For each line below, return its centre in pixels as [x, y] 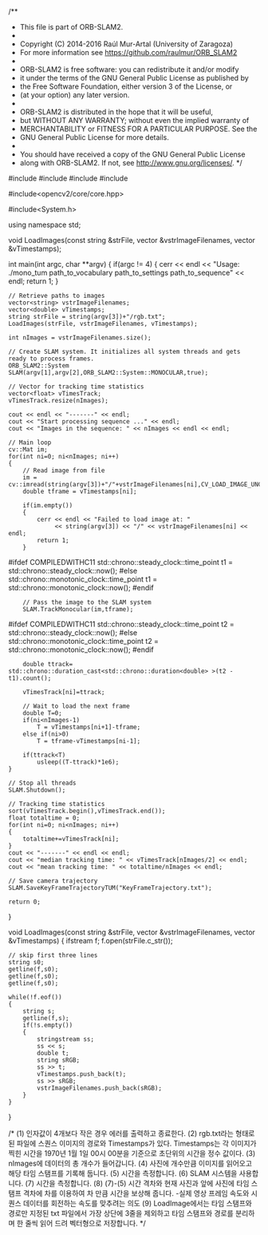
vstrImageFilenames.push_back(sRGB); [99, 1088]
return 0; [25, 902]
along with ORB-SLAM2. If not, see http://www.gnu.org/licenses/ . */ [131, 163]
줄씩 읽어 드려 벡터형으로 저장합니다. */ [85, 1223]
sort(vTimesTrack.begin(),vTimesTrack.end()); [87, 811]
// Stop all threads [43, 783]
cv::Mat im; [28, 450]
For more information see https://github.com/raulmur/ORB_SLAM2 [128, 52]
